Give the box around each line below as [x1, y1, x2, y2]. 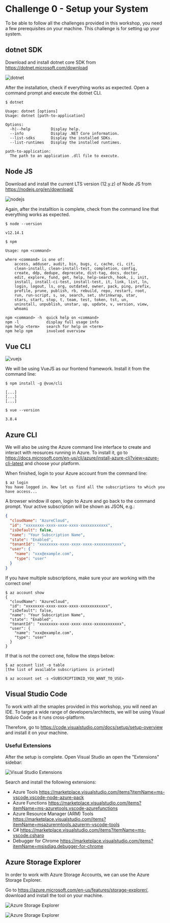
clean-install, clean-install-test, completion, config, [14, 266, 138, 271]
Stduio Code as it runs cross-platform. [5, 714, 86, 720]
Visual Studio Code [5, 690, 68, 698]
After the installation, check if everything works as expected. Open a [5, 84, 149, 90]
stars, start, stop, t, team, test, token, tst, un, [14, 297, 129, 302]
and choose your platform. [24, 460, 80, 467]
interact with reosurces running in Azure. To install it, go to [5, 450, 128, 456]
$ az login [5, 480, 29, 485]
